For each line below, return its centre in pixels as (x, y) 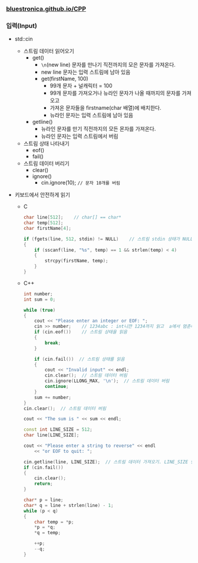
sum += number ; (53, 397)
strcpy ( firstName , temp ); (76, 261)
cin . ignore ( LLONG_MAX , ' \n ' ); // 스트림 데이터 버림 (107, 381)
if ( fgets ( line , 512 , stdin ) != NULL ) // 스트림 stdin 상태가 (102, 239)
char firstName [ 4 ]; (47, 228)
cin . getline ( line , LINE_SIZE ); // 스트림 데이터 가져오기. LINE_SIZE (106, 462)
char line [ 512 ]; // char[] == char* (72, 218)
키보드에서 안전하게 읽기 (42, 195)
